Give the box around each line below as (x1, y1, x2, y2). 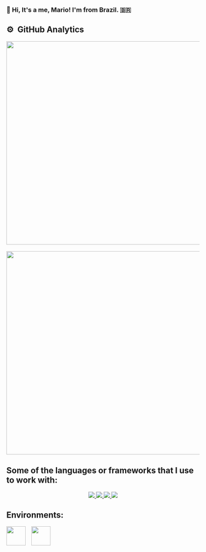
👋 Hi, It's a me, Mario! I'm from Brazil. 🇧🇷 (6, 6, 131, 14)
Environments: (6, 510, 64, 520)
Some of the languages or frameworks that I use (6, 465, 194, 476)
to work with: (6, 475, 58, 486)
